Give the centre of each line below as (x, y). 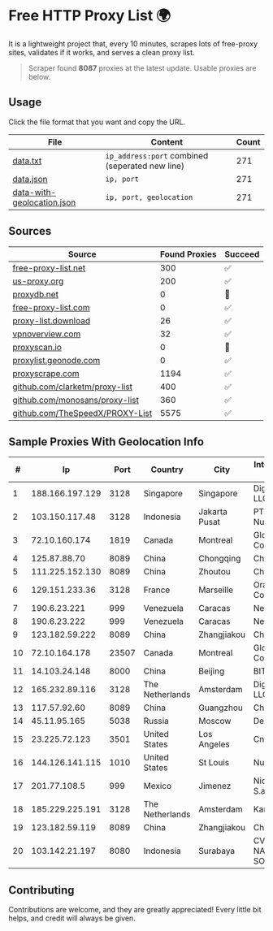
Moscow (215, 721)
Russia (156, 721)
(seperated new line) (145, 166)
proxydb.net (36, 294)
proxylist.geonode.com (56, 360)
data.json (30, 179)
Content (167, 141)
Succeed (242, 254)
